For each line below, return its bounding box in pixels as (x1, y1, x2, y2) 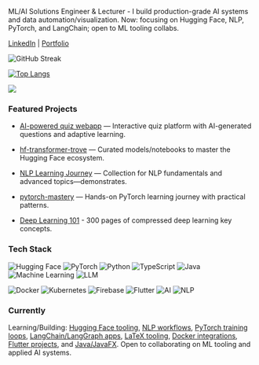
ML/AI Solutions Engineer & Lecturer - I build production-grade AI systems (8, 7, 249, 16)
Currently (8, 304, 46, 315)
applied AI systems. (8, 348, 72, 357)
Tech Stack (8, 244, 53, 255)
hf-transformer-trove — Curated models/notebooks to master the (19, 145, 232, 154)
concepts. (19, 224, 53, 234)
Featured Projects (8, 103, 78, 114)
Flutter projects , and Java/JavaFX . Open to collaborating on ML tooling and (8, 339, 251, 348)
